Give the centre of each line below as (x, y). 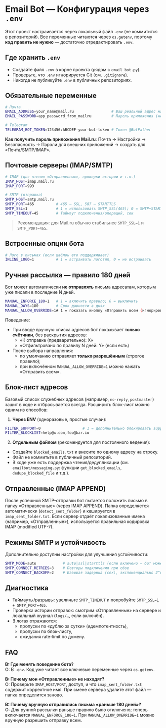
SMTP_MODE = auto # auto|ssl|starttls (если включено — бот (78, 563)
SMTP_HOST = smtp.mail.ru (30, 200)
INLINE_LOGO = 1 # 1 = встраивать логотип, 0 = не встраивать (78, 260)
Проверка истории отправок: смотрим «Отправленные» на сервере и (86, 611)
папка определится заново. (34, 695)
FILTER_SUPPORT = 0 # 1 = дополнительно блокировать (78, 428)
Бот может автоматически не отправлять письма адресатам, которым (81, 287)
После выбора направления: (42, 351)
